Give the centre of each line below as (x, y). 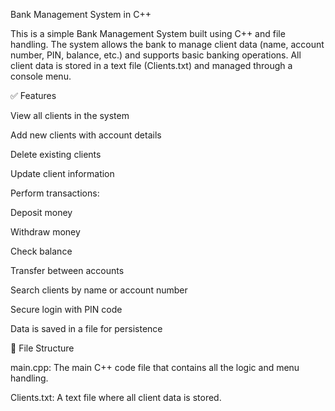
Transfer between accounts (67, 270)
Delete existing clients (56, 154)
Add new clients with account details (86, 135)
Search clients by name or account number (99, 290)
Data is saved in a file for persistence (86, 328)
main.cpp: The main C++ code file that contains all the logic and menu (155, 367)
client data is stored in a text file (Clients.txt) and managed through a (151, 65)
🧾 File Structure (42, 348)
